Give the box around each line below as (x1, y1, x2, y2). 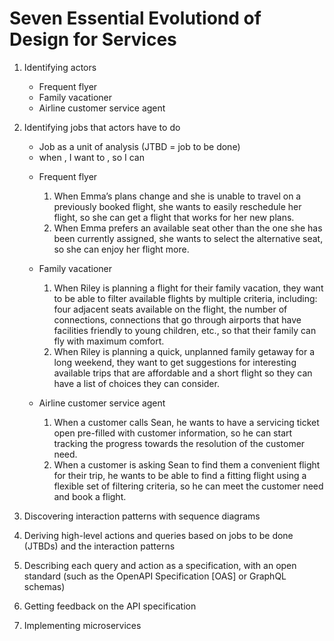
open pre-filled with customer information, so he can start (53, 427, 293, 439)
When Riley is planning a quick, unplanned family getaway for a (53, 345, 316, 357)
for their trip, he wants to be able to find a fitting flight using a (53, 469, 307, 481)
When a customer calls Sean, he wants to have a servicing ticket (53, 416, 320, 428)
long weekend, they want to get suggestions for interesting (53, 356, 297, 368)
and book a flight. (53, 490, 127, 502)
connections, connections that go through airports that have (53, 313, 302, 326)
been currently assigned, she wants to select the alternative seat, (53, 232, 324, 244)
